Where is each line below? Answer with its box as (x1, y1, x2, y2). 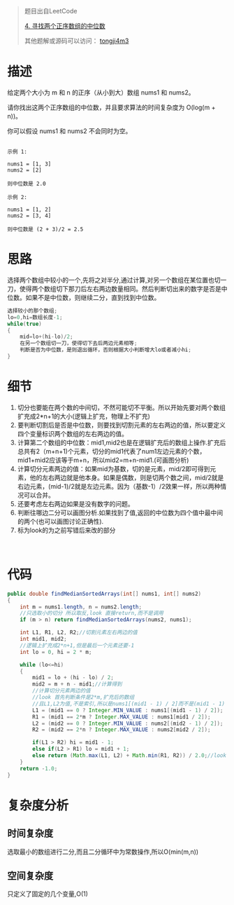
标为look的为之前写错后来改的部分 (17, 526, 116, 534)
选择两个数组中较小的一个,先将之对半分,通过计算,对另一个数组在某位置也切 (7, 275, 221, 284)
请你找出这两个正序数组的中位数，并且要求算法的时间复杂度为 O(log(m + (7, 103, 216, 111)
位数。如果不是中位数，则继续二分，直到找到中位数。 (7, 293, 161, 301)
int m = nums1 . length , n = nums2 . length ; (20, 603, 142, 611)
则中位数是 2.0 (7, 180, 47, 187)
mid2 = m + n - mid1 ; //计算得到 (32, 681, 122, 688)
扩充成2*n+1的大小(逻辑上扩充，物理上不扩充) (17, 411, 150, 420)
